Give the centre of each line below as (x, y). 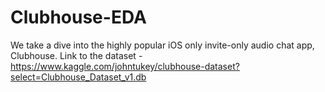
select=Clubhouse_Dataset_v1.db (78, 77)
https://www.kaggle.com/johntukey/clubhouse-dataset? (125, 66)
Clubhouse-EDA (78, 17)
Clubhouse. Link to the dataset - (76, 55)
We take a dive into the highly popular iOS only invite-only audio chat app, (162, 45)
